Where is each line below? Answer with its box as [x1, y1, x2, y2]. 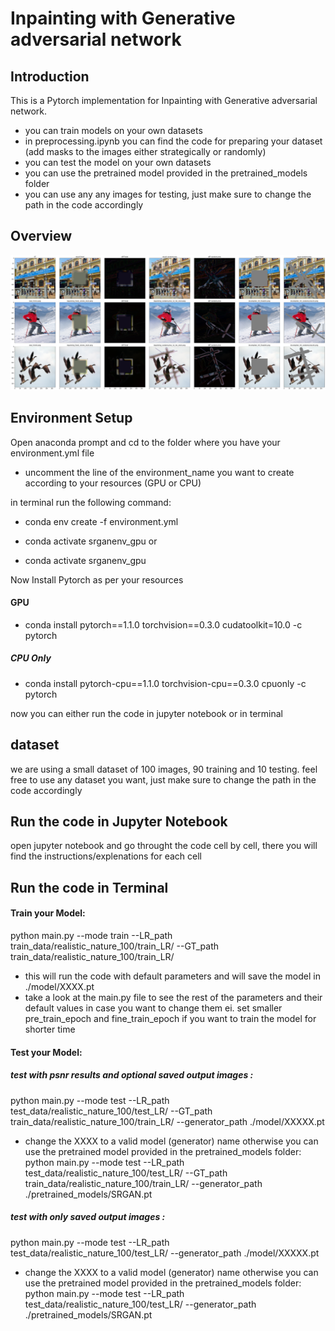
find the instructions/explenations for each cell [10, 850, 202, 862]
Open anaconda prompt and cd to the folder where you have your [10, 436, 281, 448]
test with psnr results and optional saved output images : [10, 1069, 254, 1081]
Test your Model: [10, 1046, 83, 1058]
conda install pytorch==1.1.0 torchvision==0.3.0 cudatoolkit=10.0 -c [24, 618, 303, 631]
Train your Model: [10, 907, 86, 919]
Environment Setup [10, 410, 133, 427]
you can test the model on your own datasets [24, 157, 212, 168]
